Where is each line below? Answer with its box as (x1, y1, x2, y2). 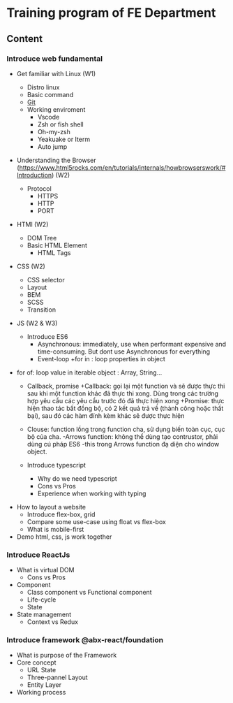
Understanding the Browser (16, 156, 96, 164)
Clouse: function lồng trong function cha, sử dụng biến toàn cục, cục (27, 425, 226, 433)
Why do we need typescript (37, 474, 118, 483)
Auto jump (37, 142, 68, 151)
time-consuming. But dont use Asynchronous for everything (37, 347, 211, 356)
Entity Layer (27, 681, 62, 689)
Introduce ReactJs (6, 550, 70, 560)
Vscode (37, 113, 60, 121)
